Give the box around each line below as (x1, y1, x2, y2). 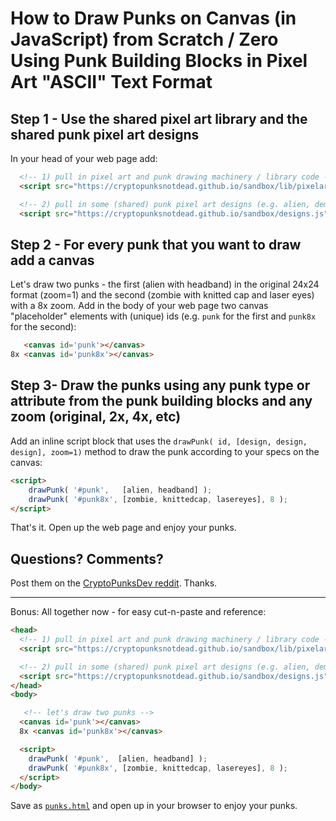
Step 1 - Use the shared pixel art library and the (10, 110, 308, 127)
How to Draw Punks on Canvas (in (10, 7, 297, 30)
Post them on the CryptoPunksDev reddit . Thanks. (10, 577, 218, 589)
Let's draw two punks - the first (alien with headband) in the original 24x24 (10, 278, 320, 291)
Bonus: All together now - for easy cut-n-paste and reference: (10, 606, 267, 618)
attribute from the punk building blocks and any (10, 393, 313, 410)
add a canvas (10, 252, 95, 269)
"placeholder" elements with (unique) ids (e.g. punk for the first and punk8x (10, 310, 317, 322)
